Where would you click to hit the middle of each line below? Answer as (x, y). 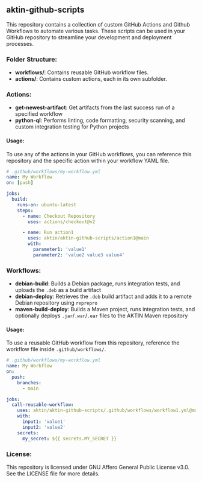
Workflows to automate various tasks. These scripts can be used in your (96, 31)
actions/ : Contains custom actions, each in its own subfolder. (91, 79)
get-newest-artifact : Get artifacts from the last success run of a (95, 107)
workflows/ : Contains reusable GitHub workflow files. (82, 72)
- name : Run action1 (48, 233)
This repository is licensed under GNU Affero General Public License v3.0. (98, 467)
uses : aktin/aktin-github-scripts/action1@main (88, 238)
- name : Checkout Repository (59, 216)
